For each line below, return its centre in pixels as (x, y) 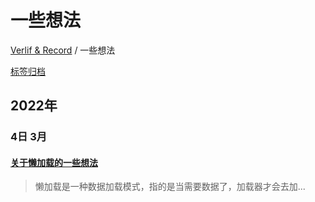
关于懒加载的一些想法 (54, 162)
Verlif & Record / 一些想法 (63, 50)
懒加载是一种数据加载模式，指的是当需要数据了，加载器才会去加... (170, 187)
